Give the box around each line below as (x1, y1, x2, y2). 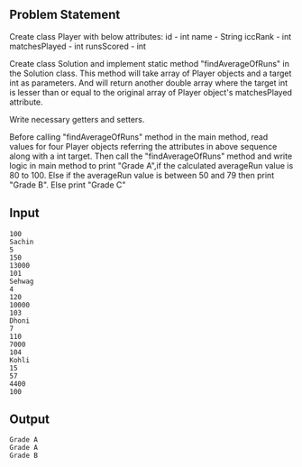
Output (9, 412, 50, 427)
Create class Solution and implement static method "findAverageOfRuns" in (9, 58, 290, 69)
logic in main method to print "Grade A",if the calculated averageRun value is (9, 160, 294, 170)
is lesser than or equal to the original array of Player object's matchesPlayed (9, 87, 293, 97)
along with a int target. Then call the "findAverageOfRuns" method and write (9, 151, 293, 161)
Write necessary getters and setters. (9, 114, 145, 124)
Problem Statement (9, 7, 121, 23)
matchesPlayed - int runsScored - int (9, 41, 147, 51)
